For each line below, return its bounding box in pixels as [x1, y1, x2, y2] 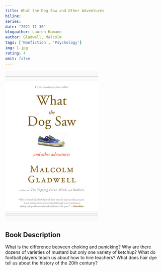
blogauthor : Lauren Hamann [5, 29, 62, 35]
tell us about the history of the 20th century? [5, 260, 98, 266]
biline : [5, 13, 22, 19]
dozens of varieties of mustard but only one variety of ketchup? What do [5, 249, 156, 255]
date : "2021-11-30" [5, 24, 46, 29]
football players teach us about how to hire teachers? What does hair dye [5, 255, 157, 261]
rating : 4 [5, 50, 26, 56]
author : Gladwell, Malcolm [5, 35, 62, 40]
